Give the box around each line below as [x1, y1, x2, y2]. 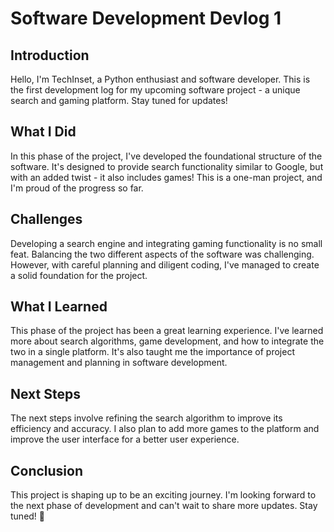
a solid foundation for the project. [10, 269, 148, 281]
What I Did [10, 123, 77, 141]
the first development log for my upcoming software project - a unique [10, 84, 301, 96]
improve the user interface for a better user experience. [10, 433, 240, 446]
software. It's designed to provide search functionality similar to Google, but [10, 160, 324, 172]
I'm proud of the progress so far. [10, 182, 144, 194]
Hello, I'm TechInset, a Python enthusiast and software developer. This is [10, 73, 311, 85]
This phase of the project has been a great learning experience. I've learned [10, 325, 324, 337]
